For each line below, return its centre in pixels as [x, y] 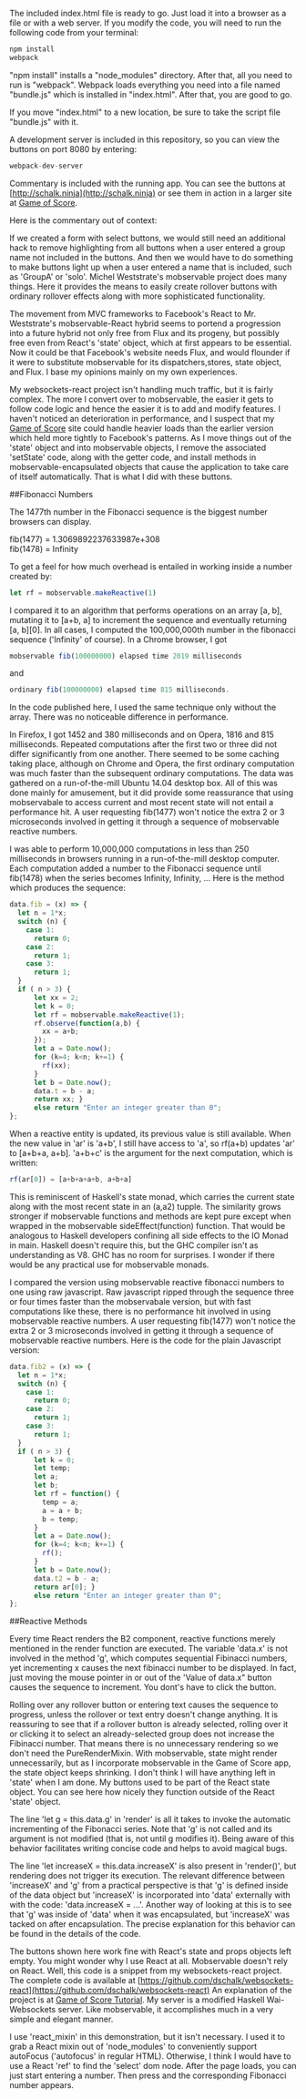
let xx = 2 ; [56, 998]
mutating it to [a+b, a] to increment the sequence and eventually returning [148, 619]
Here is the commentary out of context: [83, 220]
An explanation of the [252, 1991]
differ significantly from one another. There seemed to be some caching [144, 754]
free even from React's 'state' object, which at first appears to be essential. [151, 343]
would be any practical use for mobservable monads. [109, 1265]
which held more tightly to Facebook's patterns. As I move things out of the [151, 437]
